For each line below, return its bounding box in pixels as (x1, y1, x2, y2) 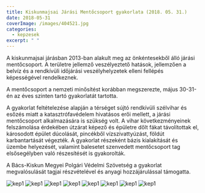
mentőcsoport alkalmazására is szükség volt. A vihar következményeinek (6, 117, 191, 124)
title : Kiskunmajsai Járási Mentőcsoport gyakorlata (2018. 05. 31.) (6, 9, 188, 15)
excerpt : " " (6, 37, 40, 44)
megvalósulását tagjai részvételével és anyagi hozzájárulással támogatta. (6, 168, 191, 175)
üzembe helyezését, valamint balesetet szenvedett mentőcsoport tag (6, 143, 181, 150)
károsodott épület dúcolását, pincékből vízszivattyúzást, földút (6, 130, 165, 137)
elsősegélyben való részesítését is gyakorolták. (6, 149, 126, 157)
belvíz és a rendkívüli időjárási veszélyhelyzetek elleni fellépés (6, 67, 164, 74)
